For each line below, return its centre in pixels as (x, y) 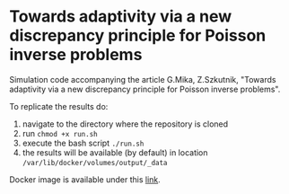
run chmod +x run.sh (60, 133)
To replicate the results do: (59, 106)
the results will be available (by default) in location (115, 152)
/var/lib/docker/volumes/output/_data (95, 163)
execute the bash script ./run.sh (83, 143)
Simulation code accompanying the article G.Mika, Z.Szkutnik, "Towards (143, 79)
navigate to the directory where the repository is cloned (125, 124)
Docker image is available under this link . (85, 179)
